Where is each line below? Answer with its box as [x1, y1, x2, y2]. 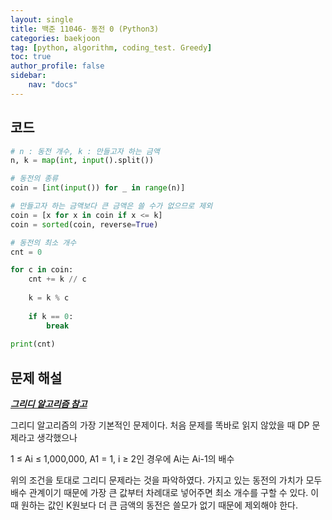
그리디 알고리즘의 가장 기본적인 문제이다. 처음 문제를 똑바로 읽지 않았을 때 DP [10, 419, 310, 431]
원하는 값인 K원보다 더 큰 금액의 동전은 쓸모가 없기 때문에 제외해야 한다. [20, 499, 298, 511]
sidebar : [10, 71, 47, 81]
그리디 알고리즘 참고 [10, 398, 88, 410]
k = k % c [28, 293, 70, 303]
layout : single [10, 14, 74, 25]
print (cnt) [10, 339, 56, 350]
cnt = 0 [10, 247, 43, 257]
